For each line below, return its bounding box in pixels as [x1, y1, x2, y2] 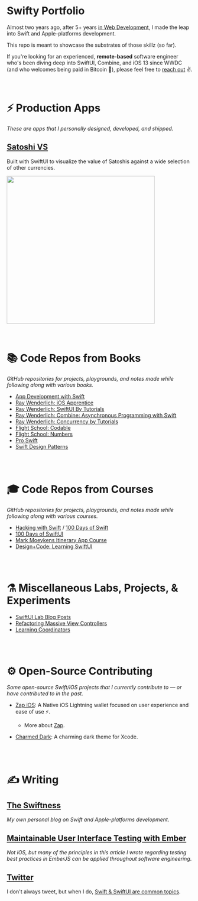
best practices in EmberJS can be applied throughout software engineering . [7, 855, 192, 863]
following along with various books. [7, 381, 94, 388]
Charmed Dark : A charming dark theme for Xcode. [15, 733, 138, 740]
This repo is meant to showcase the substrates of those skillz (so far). [7, 41, 177, 48]
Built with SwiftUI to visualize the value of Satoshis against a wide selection [7, 158, 190, 165]
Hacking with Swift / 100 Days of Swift [15, 524, 109, 531]
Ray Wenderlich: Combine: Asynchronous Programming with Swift [15, 411, 177, 419]
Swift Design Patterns [15, 443, 69, 450]
